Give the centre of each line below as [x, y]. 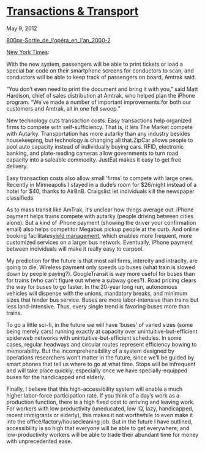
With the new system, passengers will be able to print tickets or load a [95, 64]
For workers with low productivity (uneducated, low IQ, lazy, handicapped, [100, 408]
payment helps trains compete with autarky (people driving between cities [100, 216]
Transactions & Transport [73, 11]
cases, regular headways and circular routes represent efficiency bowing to [102, 344]
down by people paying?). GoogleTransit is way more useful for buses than [101, 273]
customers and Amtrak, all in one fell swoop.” [63, 108]
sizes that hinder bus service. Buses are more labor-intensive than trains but [102, 300]
